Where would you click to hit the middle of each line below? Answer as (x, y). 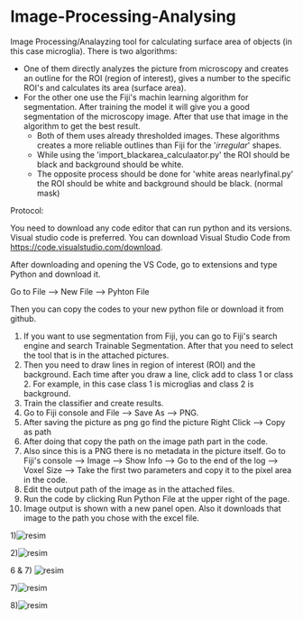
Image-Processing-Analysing (124, 17)
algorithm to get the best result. (82, 126)
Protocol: (27, 210)
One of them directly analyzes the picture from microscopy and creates (156, 68)
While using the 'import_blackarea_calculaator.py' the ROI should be (163, 154)
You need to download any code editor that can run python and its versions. (151, 228)
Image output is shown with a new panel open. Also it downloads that (152, 508)
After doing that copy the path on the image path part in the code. (146, 441)
